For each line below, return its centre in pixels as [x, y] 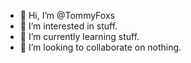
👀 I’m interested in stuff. [68, 26]
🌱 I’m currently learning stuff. [79, 36]
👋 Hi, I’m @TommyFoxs [67, 15]
